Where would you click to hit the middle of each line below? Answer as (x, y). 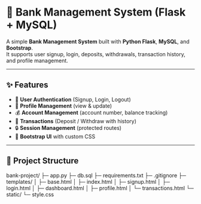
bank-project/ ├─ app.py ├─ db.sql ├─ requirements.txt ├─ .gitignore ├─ (96, 175)
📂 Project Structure (42, 161)
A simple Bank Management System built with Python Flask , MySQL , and (98, 41)
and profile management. (37, 60)
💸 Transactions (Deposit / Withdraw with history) (75, 121)
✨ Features (27, 85)
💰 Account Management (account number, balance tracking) (91, 112)
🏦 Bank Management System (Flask (96, 12)
